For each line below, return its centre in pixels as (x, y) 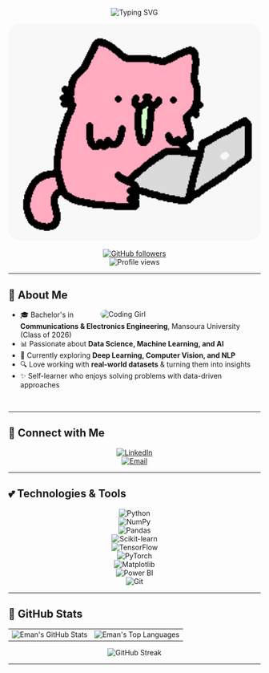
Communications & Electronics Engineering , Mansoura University (130, 326)
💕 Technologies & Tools (67, 494)
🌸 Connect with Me (57, 433)
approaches (40, 384)
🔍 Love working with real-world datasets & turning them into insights (135, 364)
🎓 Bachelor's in (47, 314)
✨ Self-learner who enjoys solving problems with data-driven (121, 375)
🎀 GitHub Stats (45, 614)
